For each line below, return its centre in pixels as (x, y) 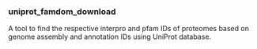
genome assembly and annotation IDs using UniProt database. (110, 37)
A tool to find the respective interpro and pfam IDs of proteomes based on (128, 29)
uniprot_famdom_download (62, 12)
